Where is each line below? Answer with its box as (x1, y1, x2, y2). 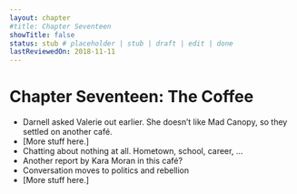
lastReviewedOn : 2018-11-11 (9, 47, 116, 56)
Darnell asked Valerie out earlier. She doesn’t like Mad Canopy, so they (22, 117, 288, 128)
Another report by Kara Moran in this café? (22, 156, 183, 167)
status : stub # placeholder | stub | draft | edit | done (9, 38, 233, 48)
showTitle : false (9, 30, 75, 39)
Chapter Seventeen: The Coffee (9, 87, 254, 107)
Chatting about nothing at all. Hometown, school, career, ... (22, 146, 243, 157)
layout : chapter (9, 13, 71, 23)
